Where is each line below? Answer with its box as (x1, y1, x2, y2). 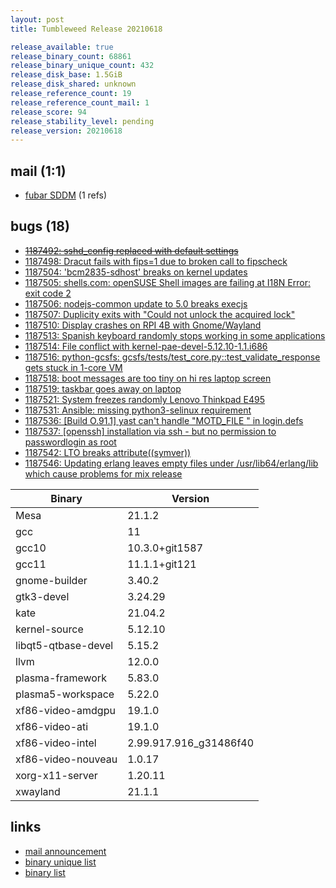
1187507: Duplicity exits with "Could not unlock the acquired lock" (24, 308, 296, 320)
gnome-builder (15, 573, 88, 587)
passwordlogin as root (24, 436, 117, 448)
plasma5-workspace (15, 687, 115, 701)
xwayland (15, 784, 61, 798)
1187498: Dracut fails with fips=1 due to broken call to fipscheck (24, 255, 288, 267)
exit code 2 (24, 287, 72, 299)
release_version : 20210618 (10, 126, 123, 136)
